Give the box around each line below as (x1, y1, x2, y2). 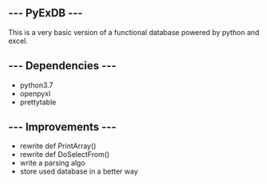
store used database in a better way (19, 166, 139, 176)
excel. (8, 36, 28, 45)
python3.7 (19, 80, 53, 90)
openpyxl (19, 88, 51, 98)
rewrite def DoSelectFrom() (19, 150, 110, 159)
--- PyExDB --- (8, 6, 84, 20)
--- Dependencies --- (8, 59, 117, 72)
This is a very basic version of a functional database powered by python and (8, 27, 260, 37)
